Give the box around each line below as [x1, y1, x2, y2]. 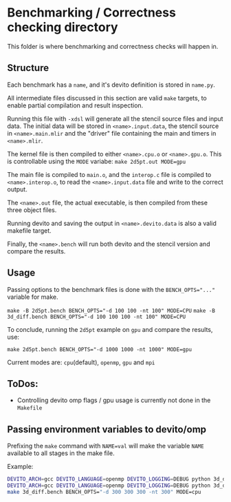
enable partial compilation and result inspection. [7, 101, 144, 109]
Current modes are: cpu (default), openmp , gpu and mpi [7, 358, 155, 366]
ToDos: [7, 377, 39, 390]
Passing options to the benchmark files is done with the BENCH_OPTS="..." [7, 285, 215, 293]
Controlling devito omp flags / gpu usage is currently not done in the [16, 396, 211, 404]
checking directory [7, 19, 118, 35]
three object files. [7, 205, 57, 214]
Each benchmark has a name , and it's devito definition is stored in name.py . [7, 81, 215, 89]
